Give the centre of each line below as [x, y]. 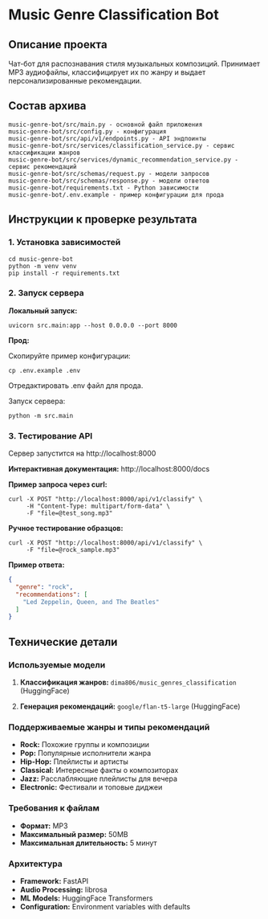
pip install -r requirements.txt [64, 273]
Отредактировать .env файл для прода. [76, 385]
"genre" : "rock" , [45, 587]
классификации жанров [45, 153]
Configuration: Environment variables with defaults [105, 906]
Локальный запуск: [43, 310]
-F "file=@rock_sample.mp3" [73, 550]
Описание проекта [58, 45]
